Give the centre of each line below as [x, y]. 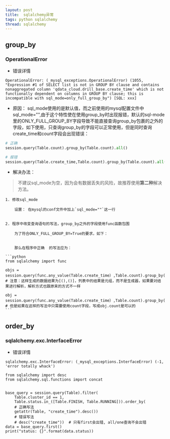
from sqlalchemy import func [36, 261]
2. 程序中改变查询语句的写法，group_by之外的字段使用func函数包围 [68, 224]
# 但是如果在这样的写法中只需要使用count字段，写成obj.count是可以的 [70, 306]
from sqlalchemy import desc [36, 375]
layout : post [19, 10]
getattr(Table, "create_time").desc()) [56, 412]
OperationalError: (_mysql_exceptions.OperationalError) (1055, [74, 80]
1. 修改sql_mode [22, 200]
